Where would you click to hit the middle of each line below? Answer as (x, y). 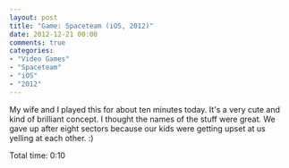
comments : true (38, 42)
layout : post (34, 17)
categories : (31, 51)
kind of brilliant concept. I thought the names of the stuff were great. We (142, 119)
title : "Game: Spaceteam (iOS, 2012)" (81, 26)
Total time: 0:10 (37, 155)
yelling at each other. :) (51, 138)
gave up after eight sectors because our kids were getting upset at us (137, 128)
